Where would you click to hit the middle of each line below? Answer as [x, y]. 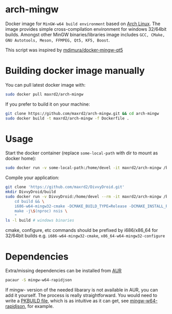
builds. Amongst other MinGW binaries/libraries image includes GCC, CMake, [85, 34]
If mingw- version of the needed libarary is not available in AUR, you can [82, 290]
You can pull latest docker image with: [46, 85]
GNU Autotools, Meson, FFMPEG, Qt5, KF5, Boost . [58, 40]
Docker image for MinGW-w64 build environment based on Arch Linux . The [83, 24]
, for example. [39, 306]
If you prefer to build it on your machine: [48, 104]
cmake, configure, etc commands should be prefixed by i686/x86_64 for [82, 230]
